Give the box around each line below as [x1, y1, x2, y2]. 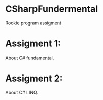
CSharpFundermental [5, 3, 98, 15]
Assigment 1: [5, 38, 61, 49]
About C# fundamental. [5, 55, 54, 61]
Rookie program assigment [5, 20, 62, 26]
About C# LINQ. [5, 89, 38, 95]
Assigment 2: [5, 72, 63, 84]
